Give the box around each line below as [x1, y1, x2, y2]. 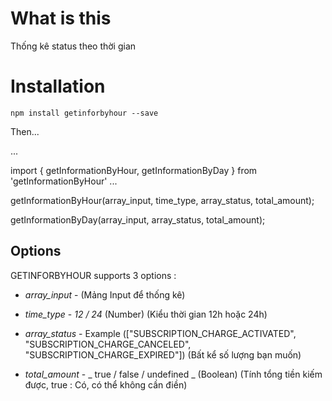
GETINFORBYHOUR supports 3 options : [10, 269, 177, 281]
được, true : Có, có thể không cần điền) [24, 378, 188, 391]
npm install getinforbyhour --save [10, 108, 159, 118]
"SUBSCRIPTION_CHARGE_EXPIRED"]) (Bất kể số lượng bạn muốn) [24, 348, 302, 361]
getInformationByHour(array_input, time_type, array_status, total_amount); [10, 194, 315, 206]
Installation [10, 75, 106, 98]
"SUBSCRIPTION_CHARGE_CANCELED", [24, 338, 192, 350]
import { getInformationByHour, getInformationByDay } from [10, 164, 258, 176]
